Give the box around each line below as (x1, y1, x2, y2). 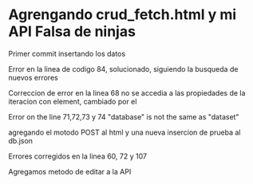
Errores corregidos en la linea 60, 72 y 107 (8, 151, 148, 161)
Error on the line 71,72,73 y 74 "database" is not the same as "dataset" (8, 112, 239, 121)
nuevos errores (8, 72, 58, 82)
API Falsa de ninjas (8, 22, 136, 41)
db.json (8, 135, 34, 145)
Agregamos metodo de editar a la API (8, 166, 132, 176)
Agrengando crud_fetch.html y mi (8, 6, 237, 24)
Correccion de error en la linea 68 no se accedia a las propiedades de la (8, 88, 246, 97)
